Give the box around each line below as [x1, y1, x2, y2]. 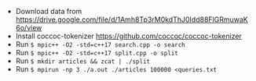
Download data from [15, 7, 82, 16]
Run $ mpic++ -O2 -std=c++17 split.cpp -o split [15, 48, 178, 57]
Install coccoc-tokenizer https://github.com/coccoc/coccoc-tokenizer [15, 31, 242, 40]
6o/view [15, 23, 42, 32]
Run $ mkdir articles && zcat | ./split [15, 56, 151, 65]
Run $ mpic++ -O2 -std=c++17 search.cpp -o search [15, 40, 186, 49]
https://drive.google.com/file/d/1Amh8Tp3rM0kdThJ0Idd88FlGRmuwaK [15, 15, 249, 24]
